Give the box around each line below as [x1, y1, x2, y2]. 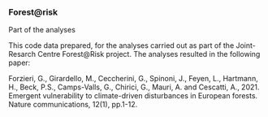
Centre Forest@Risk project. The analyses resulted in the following [37, 50, 261, 59]
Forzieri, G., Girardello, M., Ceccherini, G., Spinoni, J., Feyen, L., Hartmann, [8, 74, 258, 84]
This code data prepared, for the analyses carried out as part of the [8, 41, 235, 50]
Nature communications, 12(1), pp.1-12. [8, 100, 138, 110]
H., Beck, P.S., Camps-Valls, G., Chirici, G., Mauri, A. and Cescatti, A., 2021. [8, 82, 260, 92]
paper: [8, 58, 31, 67]
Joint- [235, 41, 256, 50]
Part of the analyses [8, 25, 76, 35]
